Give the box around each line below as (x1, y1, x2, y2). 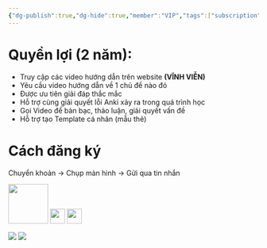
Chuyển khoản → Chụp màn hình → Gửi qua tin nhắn (8, 168, 180, 177)
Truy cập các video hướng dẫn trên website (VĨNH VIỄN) (19, 72, 206, 82)
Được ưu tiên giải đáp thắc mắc (19, 89, 122, 98)
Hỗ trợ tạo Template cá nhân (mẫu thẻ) (19, 114, 147, 124)
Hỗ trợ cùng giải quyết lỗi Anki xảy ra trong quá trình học (19, 97, 206, 107)
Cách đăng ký (8, 142, 102, 159)
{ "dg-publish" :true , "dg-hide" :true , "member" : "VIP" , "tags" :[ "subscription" (8, 11, 261, 20)
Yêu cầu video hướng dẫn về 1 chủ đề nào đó (19, 80, 168, 90)
